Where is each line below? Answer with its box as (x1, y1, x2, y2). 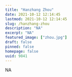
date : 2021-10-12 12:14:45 (5, 12, 61, 17)
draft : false (5, 40, 32, 45)
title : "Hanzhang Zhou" (5, 7, 54, 12)
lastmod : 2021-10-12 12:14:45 (5, 16, 68, 21)
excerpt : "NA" (5, 30, 35, 35)
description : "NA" (5, 26, 43, 31)
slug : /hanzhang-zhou (5, 21, 50, 26)
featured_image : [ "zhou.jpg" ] (5, 35, 68, 40)
